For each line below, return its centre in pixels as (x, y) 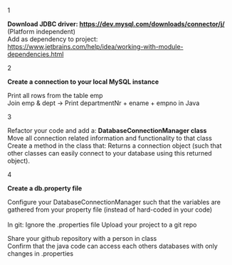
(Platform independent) (42, 32)
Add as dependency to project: (53, 39)
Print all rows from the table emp (55, 96)
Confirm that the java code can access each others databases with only (113, 246)
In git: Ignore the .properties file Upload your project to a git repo (102, 225)
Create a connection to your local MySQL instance (83, 82)
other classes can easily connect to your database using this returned (110, 153)
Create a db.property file (45, 188)
